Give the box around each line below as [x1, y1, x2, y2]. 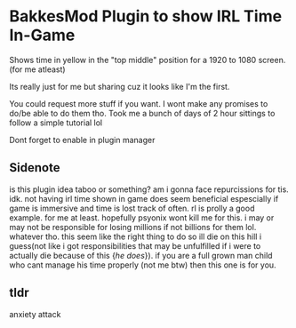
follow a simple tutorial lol [9, 117, 103, 128]
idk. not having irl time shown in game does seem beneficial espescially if [9, 193, 279, 204]
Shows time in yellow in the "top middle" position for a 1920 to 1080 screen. [9, 54, 286, 65]
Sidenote [9, 160, 60, 175]
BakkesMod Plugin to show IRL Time [9, 6, 283, 27]
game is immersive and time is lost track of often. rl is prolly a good [9, 203, 255, 213]
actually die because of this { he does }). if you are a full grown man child [9, 250, 273, 260]
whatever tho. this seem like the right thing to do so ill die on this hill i [9, 231, 262, 242]
